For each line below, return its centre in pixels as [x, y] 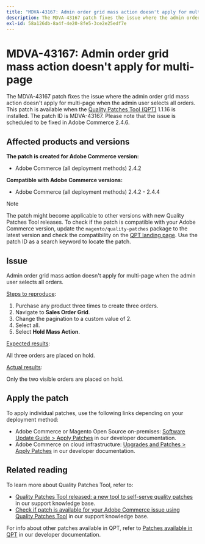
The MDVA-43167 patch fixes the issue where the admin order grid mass [98, 97]
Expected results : [28, 344]
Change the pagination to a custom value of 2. [74, 318]
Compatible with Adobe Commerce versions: [65, 180]
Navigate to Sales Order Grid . [52, 312]
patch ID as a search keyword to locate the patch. [69, 241]
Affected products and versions [68, 142]
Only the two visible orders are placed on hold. [65, 379]
